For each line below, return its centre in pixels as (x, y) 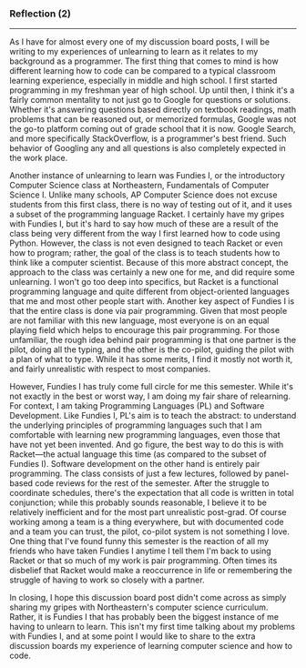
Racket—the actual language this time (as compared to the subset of (138, 454)
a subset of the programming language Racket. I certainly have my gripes (147, 214)
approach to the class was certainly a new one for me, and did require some (152, 272)
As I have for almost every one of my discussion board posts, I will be (140, 42)
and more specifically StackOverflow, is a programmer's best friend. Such (148, 138)
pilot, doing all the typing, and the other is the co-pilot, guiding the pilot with (152, 349)
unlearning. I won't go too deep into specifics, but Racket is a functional (144, 282)
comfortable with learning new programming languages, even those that (145, 435)
